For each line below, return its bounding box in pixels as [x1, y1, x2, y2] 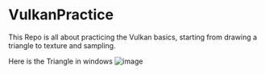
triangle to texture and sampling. [8, 40, 116, 50]
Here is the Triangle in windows [8, 56, 113, 66]
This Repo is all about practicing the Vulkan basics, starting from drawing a [8, 32, 258, 42]
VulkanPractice [8, 6, 114, 24]
